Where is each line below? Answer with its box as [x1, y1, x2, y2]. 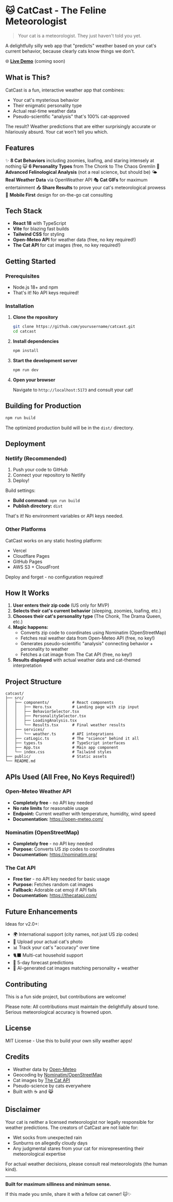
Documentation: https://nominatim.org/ [12, 852, 97, 858]
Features [5, 144, 34, 152]
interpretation [12, 662, 42, 668]
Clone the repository [12, 314, 58, 321]
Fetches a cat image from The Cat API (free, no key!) [20, 651, 132, 658]
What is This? [5, 73, 50, 82]
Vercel [12, 547, 27, 554]
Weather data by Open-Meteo [12, 1066, 77, 1072]
